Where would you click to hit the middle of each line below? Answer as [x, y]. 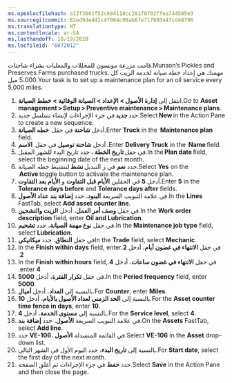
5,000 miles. [26, 87]
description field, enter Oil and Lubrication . [80, 218]
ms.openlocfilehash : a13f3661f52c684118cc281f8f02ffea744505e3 [101, 13]
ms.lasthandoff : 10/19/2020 [48, 39]
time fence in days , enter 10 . [59, 306]
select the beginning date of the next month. [81, 159]
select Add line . [40, 328]
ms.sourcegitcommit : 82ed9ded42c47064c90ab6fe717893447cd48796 [101, 20]
